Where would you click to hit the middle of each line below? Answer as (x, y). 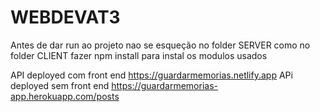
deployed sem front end (60, 85)
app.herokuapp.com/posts (65, 96)
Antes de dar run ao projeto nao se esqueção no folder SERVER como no (160, 45)
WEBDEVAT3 (65, 17)
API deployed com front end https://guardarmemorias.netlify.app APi (151, 75)
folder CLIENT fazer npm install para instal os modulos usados (139, 55)
